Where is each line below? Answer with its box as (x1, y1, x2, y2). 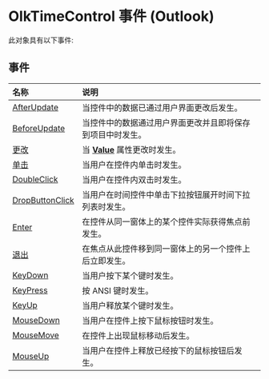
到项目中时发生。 (82, 129, 147, 140)
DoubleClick (12, 174, 58, 185)
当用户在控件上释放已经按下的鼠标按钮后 (82, 345, 235, 356)
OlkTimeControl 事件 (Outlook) (8, 7, 215, 26)
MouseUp (12, 350, 50, 361)
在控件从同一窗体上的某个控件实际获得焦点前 (82, 216, 251, 227)
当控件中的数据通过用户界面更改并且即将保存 (82, 117, 251, 128)
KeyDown (12, 269, 49, 281)
